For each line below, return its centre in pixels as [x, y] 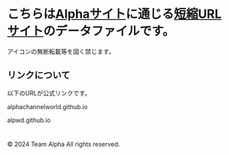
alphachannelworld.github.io [47, 106]
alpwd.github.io [29, 120]
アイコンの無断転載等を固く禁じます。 [61, 51]
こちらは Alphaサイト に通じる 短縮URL [115, 14]
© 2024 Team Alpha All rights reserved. [64, 144]
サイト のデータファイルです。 [91, 31]
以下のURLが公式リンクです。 [49, 93]
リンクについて [39, 75]
